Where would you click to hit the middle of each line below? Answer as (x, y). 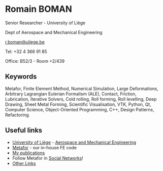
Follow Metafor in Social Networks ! (48, 158)
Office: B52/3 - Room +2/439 (35, 61)
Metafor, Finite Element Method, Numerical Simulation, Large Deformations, (82, 88)
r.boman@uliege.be (25, 42)
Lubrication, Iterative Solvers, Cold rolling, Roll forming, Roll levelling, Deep (81, 99)
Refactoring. (18, 115)
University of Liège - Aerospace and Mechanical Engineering (74, 142)
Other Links (24, 163)
